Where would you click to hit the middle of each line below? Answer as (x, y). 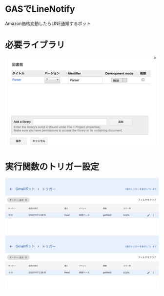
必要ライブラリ (35, 45)
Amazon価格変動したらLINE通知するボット (48, 23)
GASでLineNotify (40, 9)
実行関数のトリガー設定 (52, 167)
